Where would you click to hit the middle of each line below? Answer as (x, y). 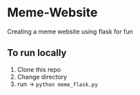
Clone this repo (39, 69)
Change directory (42, 77)
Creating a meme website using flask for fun (70, 31)
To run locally (37, 53)
